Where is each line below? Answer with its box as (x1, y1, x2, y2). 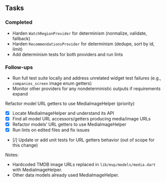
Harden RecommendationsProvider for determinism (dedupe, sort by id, (12, 41, 155, 47)
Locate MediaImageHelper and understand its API (12, 110, 114, 116)
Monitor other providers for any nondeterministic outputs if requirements (12, 86, 161, 91)
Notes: (5, 152, 19, 158)
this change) (12, 142, 38, 148)
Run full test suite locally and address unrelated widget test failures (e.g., (12, 75, 162, 81)
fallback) (12, 35, 31, 41)
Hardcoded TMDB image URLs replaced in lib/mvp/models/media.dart (12, 162, 156, 168)
